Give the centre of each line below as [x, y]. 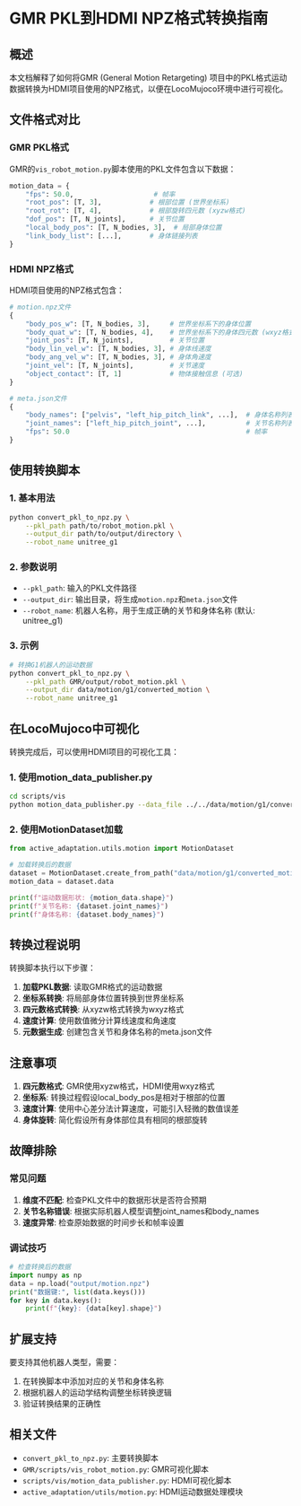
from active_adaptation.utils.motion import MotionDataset [122, 849]
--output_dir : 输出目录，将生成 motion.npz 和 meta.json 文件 [130, 600]
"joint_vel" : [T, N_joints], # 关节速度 [115, 366]
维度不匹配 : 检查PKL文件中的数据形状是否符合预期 [115, 1200]
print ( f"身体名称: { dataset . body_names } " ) [87, 915]
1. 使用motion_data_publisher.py [81, 777]
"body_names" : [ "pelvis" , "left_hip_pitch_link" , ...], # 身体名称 [153, 415]
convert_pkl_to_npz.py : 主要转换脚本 [90, 1458]
